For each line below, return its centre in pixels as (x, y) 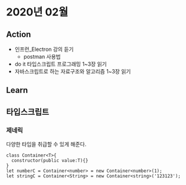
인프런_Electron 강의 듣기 (44, 49)
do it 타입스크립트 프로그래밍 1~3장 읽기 (61, 64)
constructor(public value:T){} (50, 161)
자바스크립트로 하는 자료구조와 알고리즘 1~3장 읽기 (73, 71)
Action (19, 34)
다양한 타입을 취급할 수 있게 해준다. (46, 144)
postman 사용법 (42, 56)
